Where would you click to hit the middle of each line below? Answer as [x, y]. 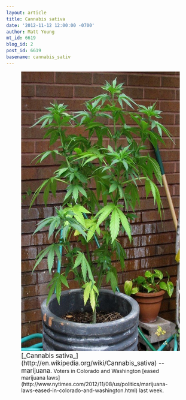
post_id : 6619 [24, 51]
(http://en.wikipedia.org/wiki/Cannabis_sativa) [89, 363]
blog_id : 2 [20, 44]
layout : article [26, 13]
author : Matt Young [31, 32]
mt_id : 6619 [21, 38]
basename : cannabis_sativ [38, 57]
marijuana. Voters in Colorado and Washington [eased [90, 371]
